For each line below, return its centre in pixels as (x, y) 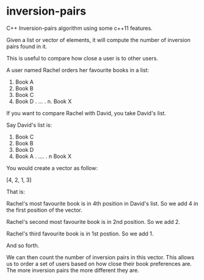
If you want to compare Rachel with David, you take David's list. (86, 113)
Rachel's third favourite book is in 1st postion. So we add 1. (80, 234)
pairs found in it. (27, 46)
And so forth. (23, 245)
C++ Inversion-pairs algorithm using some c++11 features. (79, 28)
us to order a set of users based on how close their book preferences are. (99, 264)
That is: (16, 192)
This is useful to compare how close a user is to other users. (82, 58)
